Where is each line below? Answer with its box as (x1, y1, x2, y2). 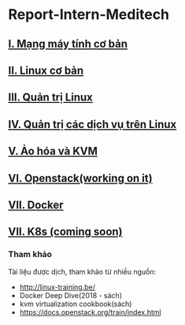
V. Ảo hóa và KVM (8, 145, 98, 158)
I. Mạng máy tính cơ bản (8, 37, 128, 51)
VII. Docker (8, 198, 64, 211)
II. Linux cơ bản (8, 63, 84, 77)
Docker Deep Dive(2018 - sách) (19, 290, 123, 300)
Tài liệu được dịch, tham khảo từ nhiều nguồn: (8, 266, 157, 276)
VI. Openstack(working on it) (8, 172, 153, 185)
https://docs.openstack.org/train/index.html (19, 307, 161, 317)
